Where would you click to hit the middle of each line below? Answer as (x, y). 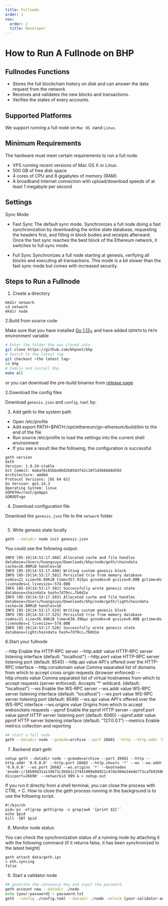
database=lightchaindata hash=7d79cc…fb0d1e (52, 632)
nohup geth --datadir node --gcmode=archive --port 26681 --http (74, 759)
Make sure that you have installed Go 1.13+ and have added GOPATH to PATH (81, 330)
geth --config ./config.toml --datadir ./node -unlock (63, 898)
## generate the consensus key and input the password (63, 885)
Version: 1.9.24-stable (30, 466)
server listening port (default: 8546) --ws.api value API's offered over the (80, 699)
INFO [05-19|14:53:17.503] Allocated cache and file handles (70, 597)
